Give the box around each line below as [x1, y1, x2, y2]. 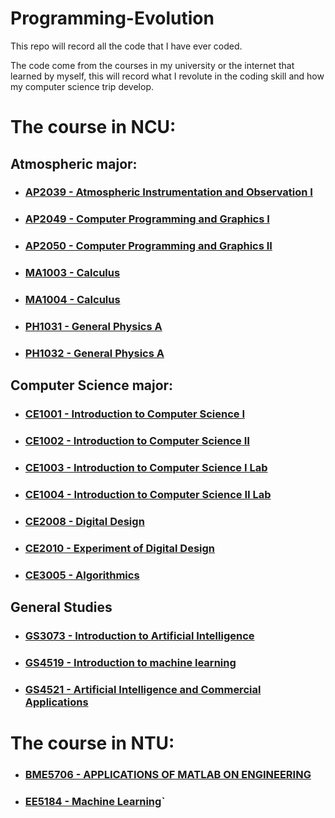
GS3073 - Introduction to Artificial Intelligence [24, 629, 255, 643]
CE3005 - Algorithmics [24, 568, 140, 582]
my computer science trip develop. [10, 80, 154, 92]
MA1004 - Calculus [24, 293, 121, 307]
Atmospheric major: [10, 155, 138, 172]
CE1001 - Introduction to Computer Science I [24, 407, 246, 421]
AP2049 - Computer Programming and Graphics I [24, 212, 270, 226]
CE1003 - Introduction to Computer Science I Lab [24, 461, 268, 475]
